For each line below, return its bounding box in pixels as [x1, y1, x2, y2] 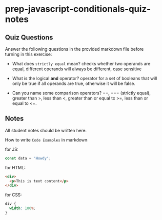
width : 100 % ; [9, 206, 36, 211]
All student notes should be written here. [5, 127, 87, 133]
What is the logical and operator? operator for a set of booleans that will [12, 76, 157, 81]
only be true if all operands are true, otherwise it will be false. [12, 80, 136, 86]
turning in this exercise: [5, 51, 52, 57]
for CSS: [5, 192, 22, 198]
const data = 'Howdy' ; [5, 156, 51, 160]
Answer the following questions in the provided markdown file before [5, 46, 144, 52]
